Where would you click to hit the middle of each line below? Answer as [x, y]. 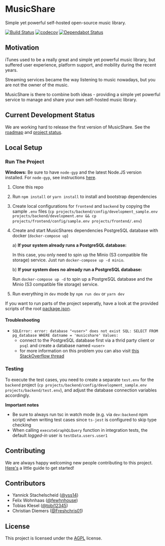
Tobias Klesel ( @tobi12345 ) [40, 506]
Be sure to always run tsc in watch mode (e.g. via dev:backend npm [80, 414]
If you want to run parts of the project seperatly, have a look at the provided [82, 303]
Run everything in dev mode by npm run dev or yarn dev [68, 294]
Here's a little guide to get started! [40, 468]
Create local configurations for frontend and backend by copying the [81, 206]
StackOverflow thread [42, 356]
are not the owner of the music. [37, 85]
